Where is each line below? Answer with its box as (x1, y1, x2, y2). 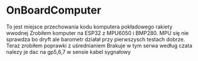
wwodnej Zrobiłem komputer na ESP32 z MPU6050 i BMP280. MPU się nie (6, 29, 189, 36)
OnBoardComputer (6, 4, 102, 17)
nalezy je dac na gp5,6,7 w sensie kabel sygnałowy (6, 48, 131, 55)
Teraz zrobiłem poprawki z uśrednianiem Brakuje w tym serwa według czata (6, 42, 193, 49)
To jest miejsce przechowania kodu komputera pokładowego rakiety (6, 23, 173, 30)
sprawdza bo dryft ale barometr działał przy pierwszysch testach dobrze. (6, 36, 186, 43)
